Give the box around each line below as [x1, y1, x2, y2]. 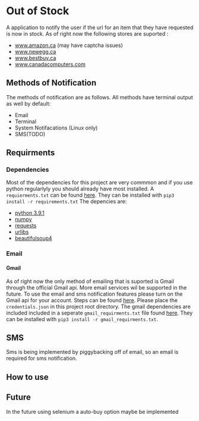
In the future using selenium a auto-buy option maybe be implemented [6, 408, 179, 415]
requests [14, 222, 37, 230]
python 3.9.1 [14, 209, 45, 216]
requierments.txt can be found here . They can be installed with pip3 [6, 191, 175, 199]
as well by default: [6, 100, 51, 107]
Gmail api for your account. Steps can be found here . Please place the [6, 296, 178, 304]
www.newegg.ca [14, 48, 56, 55]
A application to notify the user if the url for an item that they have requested [6, 24, 194, 31]
